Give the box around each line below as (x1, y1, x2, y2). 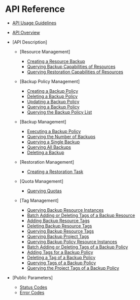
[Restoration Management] (19, 159, 74, 165)
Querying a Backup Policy (27, 104, 80, 110)
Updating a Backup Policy (27, 98, 80, 105)
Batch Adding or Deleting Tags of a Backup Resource (27, 212, 136, 218)
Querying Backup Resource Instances (27, 207, 104, 213)
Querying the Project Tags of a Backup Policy (27, 265, 119, 271)
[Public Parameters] (12, 274, 53, 281)
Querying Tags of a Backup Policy (27, 259, 96, 266)
